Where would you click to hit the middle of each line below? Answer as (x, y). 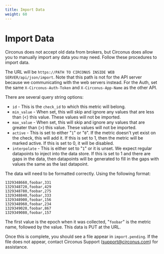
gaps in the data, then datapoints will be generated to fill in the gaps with (85, 159)
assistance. (17, 247)
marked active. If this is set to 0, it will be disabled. (63, 143)
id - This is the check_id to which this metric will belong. (69, 107)
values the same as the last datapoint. (50, 164)
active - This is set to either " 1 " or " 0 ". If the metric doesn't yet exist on (84, 133)
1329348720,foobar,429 (28, 187)
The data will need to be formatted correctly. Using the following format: (78, 174)
